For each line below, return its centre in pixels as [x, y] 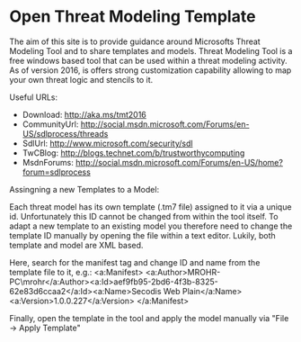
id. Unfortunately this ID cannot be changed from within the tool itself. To [144, 216]
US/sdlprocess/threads [65, 133]
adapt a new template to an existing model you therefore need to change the [151, 226]
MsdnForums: [48, 162]
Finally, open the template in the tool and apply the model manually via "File [149, 318]
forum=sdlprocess [57, 172]
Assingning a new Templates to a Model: [84, 189]
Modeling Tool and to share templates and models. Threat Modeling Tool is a [151, 50]
